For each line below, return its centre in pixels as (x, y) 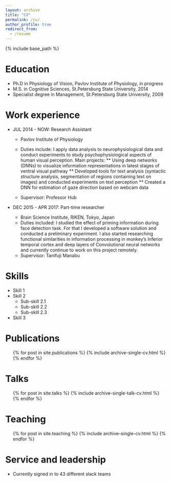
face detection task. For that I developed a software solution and (88, 228)
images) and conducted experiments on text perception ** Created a (93, 182)
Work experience (43, 115)
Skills (17, 276)
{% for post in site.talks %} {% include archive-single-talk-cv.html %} (86, 393)
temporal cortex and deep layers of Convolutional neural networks (90, 244)
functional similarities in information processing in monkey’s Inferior (91, 239)
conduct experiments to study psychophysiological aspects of (86, 155)
